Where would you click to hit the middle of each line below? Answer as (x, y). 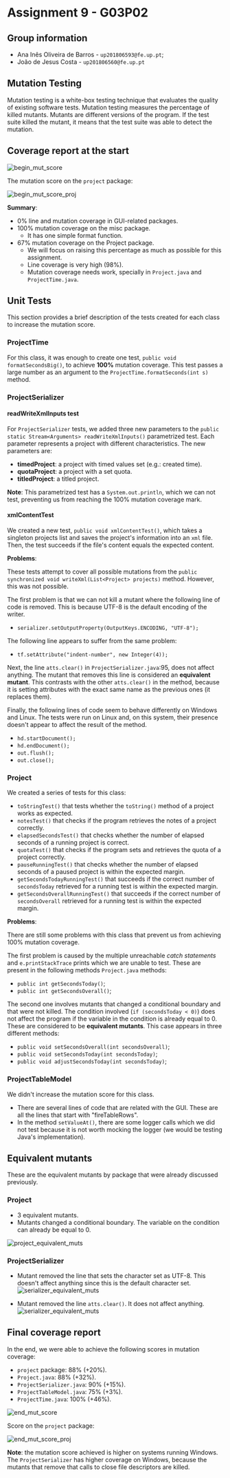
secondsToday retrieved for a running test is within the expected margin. (117, 887)
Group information (47, 38)
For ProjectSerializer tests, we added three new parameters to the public (113, 428)
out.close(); (36, 761)
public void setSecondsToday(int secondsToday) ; (87, 1054)
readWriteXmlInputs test (43, 413)
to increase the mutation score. (51, 325)
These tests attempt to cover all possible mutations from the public (102, 572)
